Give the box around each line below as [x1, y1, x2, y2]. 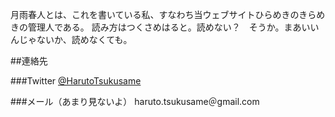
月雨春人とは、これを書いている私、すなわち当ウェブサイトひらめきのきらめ [10, 9, 326, 20]
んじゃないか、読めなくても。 [10, 34, 133, 45]
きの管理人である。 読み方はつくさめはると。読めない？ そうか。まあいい [10, 21, 320, 33]
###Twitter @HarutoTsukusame [10, 75, 142, 87]
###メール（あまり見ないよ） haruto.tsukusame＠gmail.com [10, 96, 260, 107]
